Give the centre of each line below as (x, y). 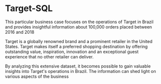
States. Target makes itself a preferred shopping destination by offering (76, 46)
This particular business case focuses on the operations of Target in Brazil (79, 22)
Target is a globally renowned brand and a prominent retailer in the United (79, 41)
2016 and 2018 (20, 32)
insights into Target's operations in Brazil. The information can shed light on (80, 71)
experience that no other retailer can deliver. (49, 56)
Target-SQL (29, 8)
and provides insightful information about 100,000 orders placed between (79, 27)
